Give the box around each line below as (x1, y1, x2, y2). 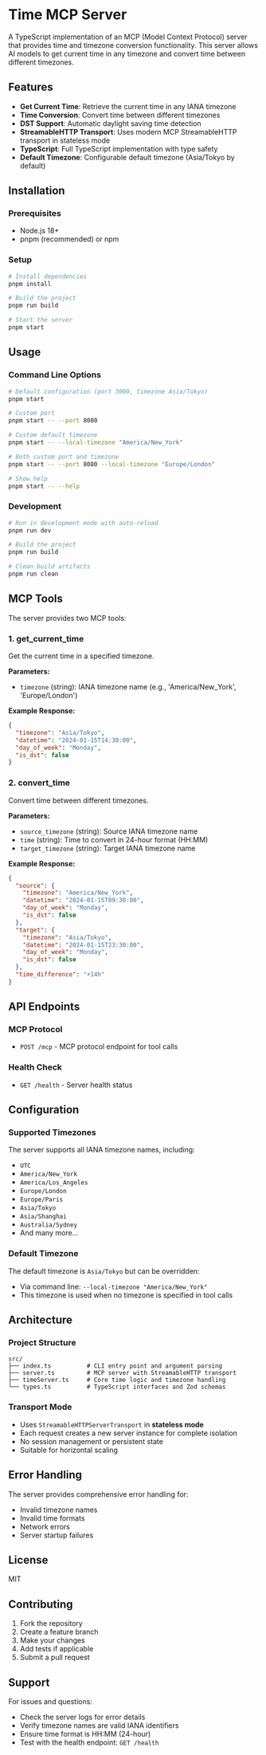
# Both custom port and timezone (8, 453, 119, 461)
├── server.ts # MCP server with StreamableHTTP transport (8, 1369, 237, 1377)
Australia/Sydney (19, 1221, 78, 1229)
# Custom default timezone (8, 431, 98, 439)
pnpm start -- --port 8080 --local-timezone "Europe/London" (8, 460, 216, 468)
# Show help (8, 474, 48, 483)
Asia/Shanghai (19, 1213, 67, 1221)
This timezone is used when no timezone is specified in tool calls (19, 1290, 233, 1300)
